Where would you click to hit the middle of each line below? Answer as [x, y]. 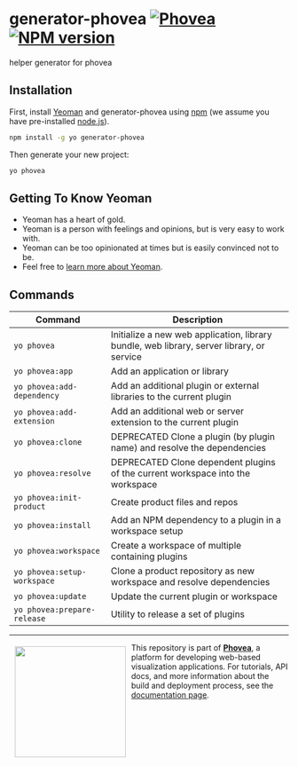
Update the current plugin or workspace [194, 596]
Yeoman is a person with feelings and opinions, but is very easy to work [153, 229]
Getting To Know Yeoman [81, 198]
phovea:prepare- [61, 610]
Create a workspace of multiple [176, 546]
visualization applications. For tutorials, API [210, 667]
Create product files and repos [174, 502]
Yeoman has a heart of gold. [74, 220]
